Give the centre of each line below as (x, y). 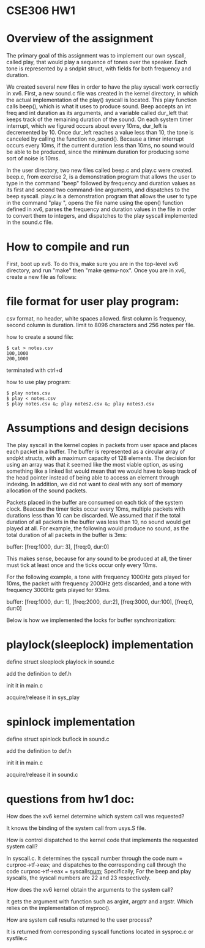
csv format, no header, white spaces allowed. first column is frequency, (96, 318)
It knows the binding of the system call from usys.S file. (76, 828)
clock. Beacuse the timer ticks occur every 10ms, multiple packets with (96, 509)
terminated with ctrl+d (34, 370)
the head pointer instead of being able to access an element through (93, 477)
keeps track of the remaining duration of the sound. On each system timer (99, 119)
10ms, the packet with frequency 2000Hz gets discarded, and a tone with (99, 583)
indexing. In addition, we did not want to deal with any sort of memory (94, 484)
